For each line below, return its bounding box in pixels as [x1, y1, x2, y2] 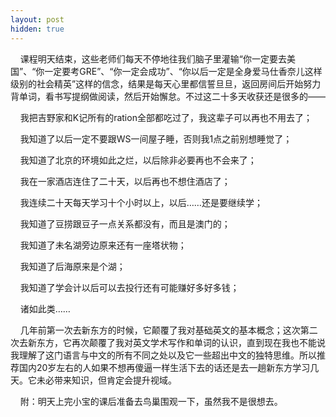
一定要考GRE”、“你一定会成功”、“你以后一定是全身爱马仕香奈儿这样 [44, 65, 323, 77]
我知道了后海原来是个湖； [19, 260, 126, 272]
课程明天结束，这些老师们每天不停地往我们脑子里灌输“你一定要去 [19, 52, 287, 65]
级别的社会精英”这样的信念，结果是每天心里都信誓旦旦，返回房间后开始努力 [10, 77, 322, 90]
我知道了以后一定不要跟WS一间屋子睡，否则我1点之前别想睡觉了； [19, 132, 293, 145]
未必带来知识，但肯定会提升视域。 [36, 374, 177, 386]
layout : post [10, 14, 65, 25]
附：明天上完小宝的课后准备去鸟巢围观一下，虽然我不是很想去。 [19, 395, 283, 407]
